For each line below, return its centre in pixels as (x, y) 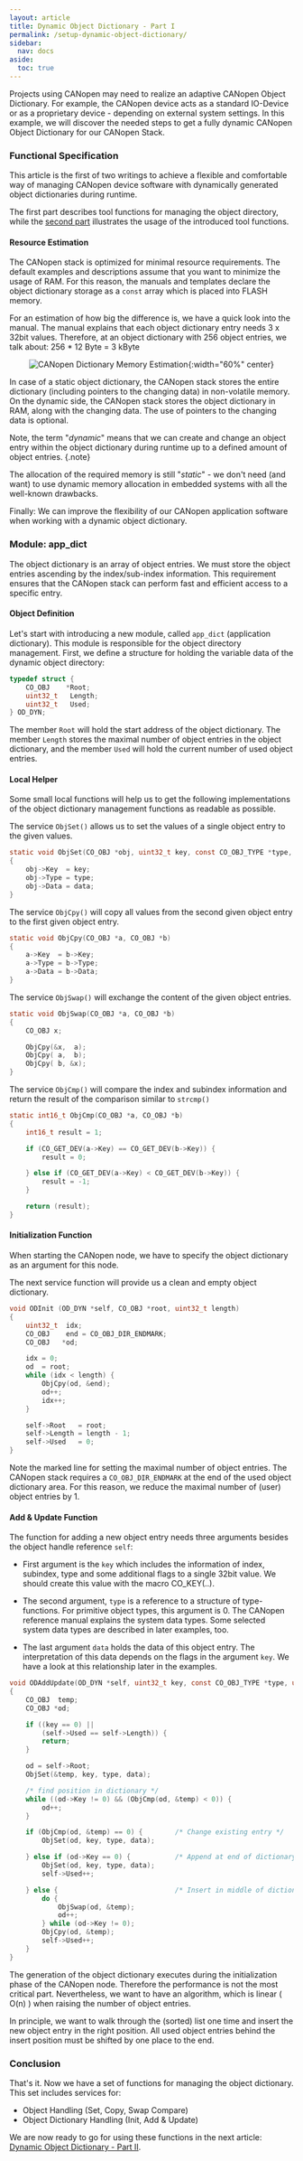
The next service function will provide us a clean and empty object (133, 1283)
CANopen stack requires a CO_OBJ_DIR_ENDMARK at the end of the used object (150, 1477)
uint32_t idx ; (54, 1325)
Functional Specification (64, 155)
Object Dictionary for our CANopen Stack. (87, 132)
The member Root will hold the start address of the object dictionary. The (145, 730)
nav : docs (36, 51)
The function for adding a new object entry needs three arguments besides (149, 1538)
